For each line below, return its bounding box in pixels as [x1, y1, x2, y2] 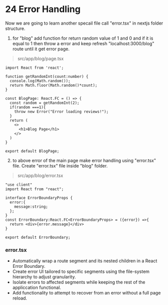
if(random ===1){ [10, 104, 46, 110]
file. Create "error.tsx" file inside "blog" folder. [12, 163, 108, 169]
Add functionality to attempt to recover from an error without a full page [12, 290, 161, 296]
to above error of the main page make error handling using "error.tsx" [12, 157, 156, 164]
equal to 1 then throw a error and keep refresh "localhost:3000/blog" [12, 40, 154, 46]
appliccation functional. [12, 284, 61, 290]
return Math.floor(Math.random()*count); [10, 83, 98, 88]
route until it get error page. [12, 46, 70, 52]
